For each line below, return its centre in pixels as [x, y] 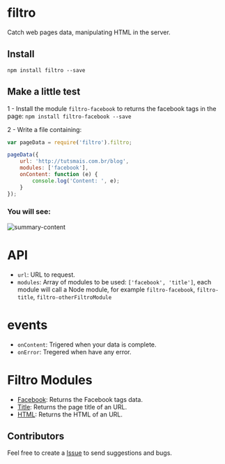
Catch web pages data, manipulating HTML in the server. [89, 32]
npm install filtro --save [46, 70]
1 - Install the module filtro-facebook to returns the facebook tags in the [112, 108]
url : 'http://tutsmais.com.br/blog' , [75, 161]
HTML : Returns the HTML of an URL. [70, 414]
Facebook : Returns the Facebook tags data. [80, 399]
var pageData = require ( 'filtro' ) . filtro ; [70, 142]
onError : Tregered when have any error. [74, 351]
